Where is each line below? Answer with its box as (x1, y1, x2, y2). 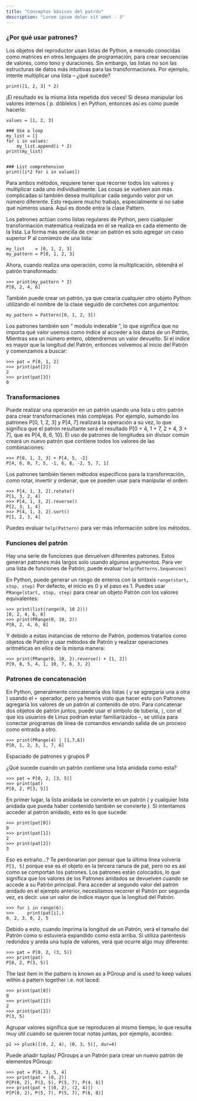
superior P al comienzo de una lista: (6, 234, 93, 241)
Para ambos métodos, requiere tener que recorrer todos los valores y (6, 179, 174, 186)
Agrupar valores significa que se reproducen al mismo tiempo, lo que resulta (6, 1023, 192, 1030)
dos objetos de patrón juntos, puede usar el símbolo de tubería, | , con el (6, 707, 182, 714)
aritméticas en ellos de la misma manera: (6, 645, 105, 652)
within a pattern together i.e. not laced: (6, 976, 101, 983)
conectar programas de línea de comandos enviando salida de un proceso (6, 719, 186, 727)
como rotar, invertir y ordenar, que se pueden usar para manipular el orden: (6, 477, 189, 484)
